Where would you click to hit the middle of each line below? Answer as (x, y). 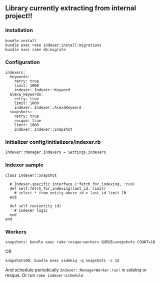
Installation (19, 31)
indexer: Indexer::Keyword (42, 90)
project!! (19, 16)
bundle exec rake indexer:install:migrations (53, 45)
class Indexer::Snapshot (31, 175)
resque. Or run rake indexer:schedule (44, 275)
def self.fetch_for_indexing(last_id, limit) (58, 188)
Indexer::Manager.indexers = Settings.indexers (56, 152)
